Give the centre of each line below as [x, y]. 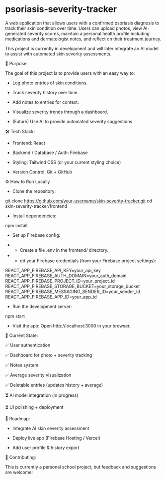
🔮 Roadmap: [18, 418]
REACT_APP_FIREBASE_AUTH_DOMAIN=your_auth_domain [66, 276]
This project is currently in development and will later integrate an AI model [82, 48]
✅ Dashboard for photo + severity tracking [49, 355]
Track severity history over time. [45, 92]
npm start [15, 316]
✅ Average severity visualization [38, 375]
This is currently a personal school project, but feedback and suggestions [81, 467]
